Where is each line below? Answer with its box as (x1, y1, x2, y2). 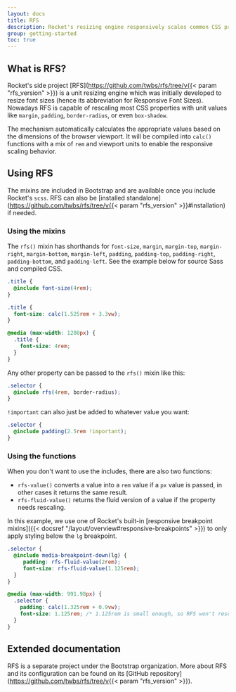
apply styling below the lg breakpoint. (7, 532, 117, 540)
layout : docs (7, 10, 46, 18)
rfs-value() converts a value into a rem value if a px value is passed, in (17, 481, 223, 489)
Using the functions (7, 451, 77, 461)
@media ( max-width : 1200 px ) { (7, 330, 96, 337)
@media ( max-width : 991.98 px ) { (7, 591, 102, 598)
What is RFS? (7, 63, 67, 75)
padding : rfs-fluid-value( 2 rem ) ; (22, 558, 121, 565)
